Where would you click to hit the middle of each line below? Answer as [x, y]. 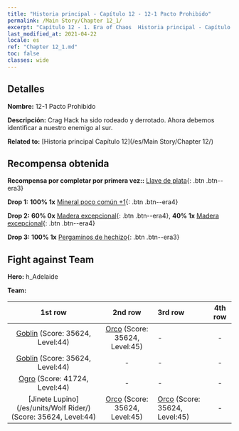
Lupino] [66, 399]
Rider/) [79, 408]
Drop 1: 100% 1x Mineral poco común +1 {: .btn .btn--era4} [93, 202]
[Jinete [40, 399]
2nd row [127, 312]
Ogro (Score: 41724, [54, 379]
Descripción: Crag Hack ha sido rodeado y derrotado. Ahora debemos [111, 120]
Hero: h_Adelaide [33, 277]
